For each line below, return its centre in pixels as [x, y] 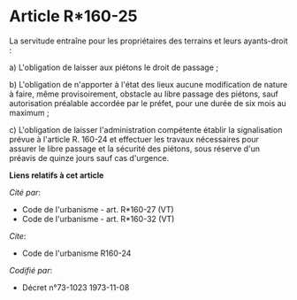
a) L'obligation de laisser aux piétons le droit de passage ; [114, 67]
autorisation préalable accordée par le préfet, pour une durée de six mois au [148, 103]
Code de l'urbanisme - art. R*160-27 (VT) [98, 209]
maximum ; [30, 112]
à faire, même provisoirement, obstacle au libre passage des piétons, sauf [144, 94]
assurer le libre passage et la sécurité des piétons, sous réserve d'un [135, 149]
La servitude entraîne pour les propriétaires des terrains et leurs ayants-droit [148, 41]
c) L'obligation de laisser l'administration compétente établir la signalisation [146, 129]
